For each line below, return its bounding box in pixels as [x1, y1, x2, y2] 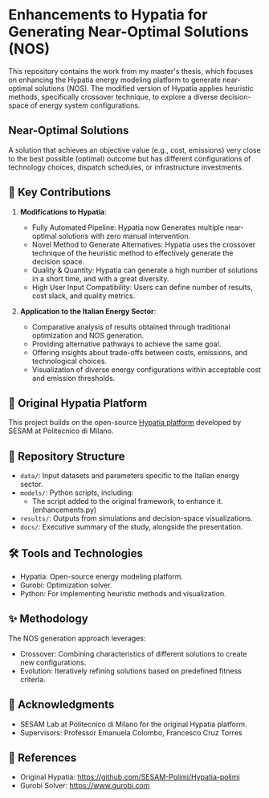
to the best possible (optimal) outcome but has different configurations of [8, 153, 251, 163]
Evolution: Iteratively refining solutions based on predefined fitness [19, 665, 243, 676]
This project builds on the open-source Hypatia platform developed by [8, 418, 242, 428]
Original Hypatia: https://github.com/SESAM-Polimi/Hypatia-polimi [19, 772, 240, 782]
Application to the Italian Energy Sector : [19, 306, 157, 316]
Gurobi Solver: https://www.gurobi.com [19, 781, 150, 791]
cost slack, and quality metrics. [31, 291, 136, 301]
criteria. [19, 674, 46, 684]
